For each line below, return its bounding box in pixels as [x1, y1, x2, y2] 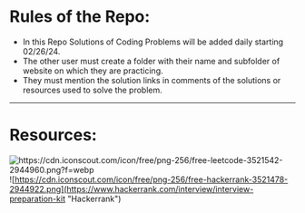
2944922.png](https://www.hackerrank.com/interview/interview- [9, 183, 254, 194]
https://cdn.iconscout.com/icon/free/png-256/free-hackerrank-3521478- [15, 174, 289, 185]
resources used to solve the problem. [22, 84, 163, 95]
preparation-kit [9, 193, 66, 204]
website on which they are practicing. [22, 65, 163, 76]
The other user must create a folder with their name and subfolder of [22, 55, 280, 66]
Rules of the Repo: [9, 6, 151, 27]
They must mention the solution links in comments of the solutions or [22, 74, 281, 85]
